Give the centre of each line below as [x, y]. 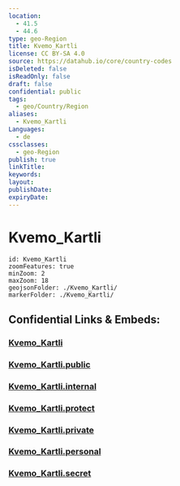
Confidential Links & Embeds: [84, 319]
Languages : [27, 129]
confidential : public [45, 91]
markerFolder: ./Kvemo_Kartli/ [61, 295]
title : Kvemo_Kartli [43, 46]
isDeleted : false [38, 69]
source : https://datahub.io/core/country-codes [90, 62]
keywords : [25, 175]
